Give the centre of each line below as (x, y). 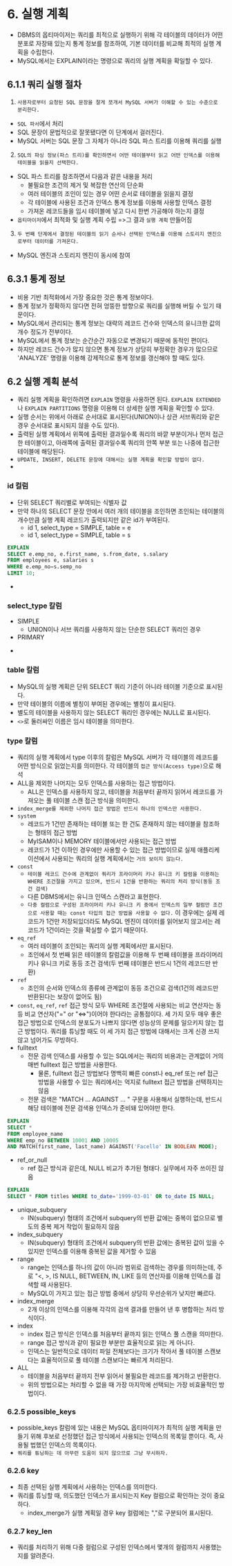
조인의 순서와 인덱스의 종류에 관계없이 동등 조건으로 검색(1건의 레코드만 (123, 987)
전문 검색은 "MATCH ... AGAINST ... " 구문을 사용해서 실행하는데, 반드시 (125, 1099)
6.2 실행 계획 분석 (43, 381)
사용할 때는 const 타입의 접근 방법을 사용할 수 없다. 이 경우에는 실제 (129, 913)
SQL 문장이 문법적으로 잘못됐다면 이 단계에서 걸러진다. (90, 132)
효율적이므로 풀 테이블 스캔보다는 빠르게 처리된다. (107, 1360)
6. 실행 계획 (38, 14)
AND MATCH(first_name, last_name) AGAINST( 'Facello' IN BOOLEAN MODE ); (112, 1147)
